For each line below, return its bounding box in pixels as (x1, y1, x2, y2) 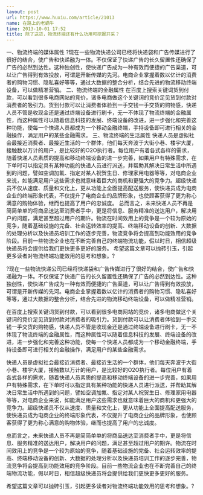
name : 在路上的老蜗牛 (6, 20, 54, 26)
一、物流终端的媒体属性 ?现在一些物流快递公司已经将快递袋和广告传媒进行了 (6, 49, 196, 56)
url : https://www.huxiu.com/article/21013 (6, 14, 115, 21)
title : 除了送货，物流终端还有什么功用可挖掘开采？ (6, 31, 120, 37)
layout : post (6, 8, 39, 15)
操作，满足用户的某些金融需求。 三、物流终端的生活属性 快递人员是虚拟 (11, 132, 189, 139)
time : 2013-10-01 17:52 (6, 25, 66, 32)
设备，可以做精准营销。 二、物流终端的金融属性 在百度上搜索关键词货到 (6, 86, 184, 94)
